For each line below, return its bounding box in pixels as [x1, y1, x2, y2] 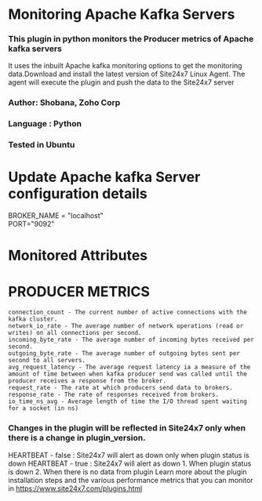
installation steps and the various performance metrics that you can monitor [8, 475, 253, 485]
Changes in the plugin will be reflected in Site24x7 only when [8, 423, 246, 434]
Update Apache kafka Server [8, 169, 201, 186]
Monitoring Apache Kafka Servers [8, 5, 235, 24]
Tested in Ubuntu [8, 140, 75, 151]
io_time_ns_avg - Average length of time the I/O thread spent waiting [8, 398, 247, 405]
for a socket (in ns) [8, 405, 79, 412]
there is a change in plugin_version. [8, 433, 147, 444]
